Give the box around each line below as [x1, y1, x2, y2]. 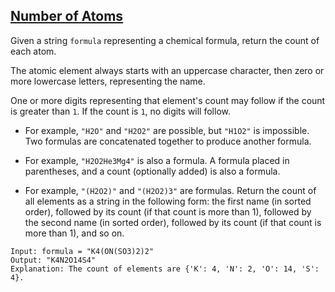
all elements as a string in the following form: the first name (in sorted [24, 195, 312, 207]
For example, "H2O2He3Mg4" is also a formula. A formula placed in [24, 154, 290, 166]
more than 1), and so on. [24, 227, 125, 239]
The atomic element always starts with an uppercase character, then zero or [10, 64, 325, 76]
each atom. [10, 45, 57, 57]
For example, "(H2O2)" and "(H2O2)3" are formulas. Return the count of [24, 184, 317, 196]
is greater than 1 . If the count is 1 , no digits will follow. [10, 105, 231, 117]
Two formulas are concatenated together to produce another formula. [24, 135, 312, 147]
